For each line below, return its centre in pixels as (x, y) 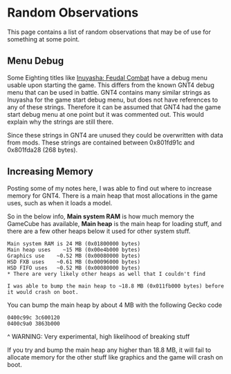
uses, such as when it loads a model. (60, 203)
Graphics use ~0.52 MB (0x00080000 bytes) (74, 256)
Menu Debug (36, 61)
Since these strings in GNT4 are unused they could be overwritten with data (115, 135)
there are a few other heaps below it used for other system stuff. (99, 231)
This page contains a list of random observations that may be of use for (109, 32)
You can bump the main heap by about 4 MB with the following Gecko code (115, 305)
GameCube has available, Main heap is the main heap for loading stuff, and (114, 223)
